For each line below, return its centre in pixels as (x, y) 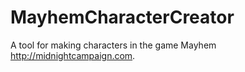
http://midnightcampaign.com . (73, 55)
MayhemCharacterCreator (122, 17)
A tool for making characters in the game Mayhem (113, 45)
